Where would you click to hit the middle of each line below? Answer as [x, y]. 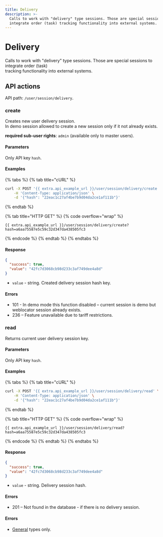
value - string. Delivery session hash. [49, 485]
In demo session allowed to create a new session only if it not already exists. [81, 126]
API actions [23, 86]
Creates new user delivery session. [40, 121]
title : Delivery [21, 9]
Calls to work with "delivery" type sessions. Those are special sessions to [79, 61]
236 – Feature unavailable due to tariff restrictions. [62, 315]
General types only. [32, 529]
